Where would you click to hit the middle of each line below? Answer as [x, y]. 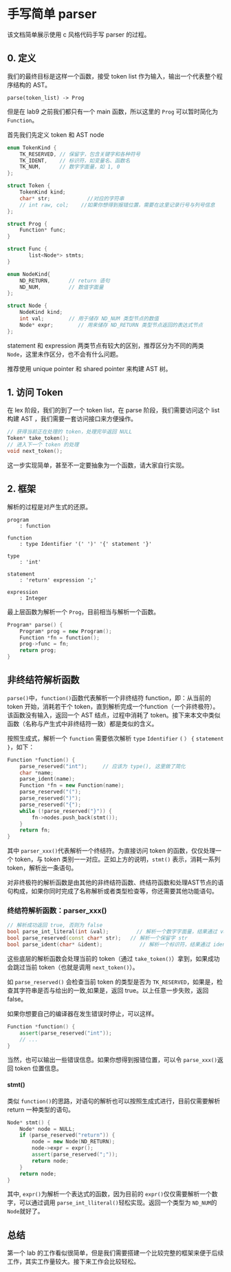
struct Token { [29, 186]
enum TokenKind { [32, 148]
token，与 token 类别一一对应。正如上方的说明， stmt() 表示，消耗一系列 [118, 859]
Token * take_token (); [38, 438]
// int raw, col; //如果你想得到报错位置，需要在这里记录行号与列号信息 [117, 205]
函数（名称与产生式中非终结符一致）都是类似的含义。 [82, 723]
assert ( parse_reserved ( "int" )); [66, 1033]
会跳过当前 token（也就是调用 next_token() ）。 [73, 967]
